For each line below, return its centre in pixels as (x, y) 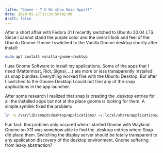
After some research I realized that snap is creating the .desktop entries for (80, 96)
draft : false (18, 18)
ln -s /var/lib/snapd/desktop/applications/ (51, 115)
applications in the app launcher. (38, 87)
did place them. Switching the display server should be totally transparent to (81, 135)
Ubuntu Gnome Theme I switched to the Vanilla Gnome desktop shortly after (81, 43)
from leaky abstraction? (29, 145)
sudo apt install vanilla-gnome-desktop (47, 57)
